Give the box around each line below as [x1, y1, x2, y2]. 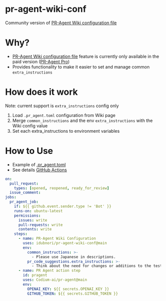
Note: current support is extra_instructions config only [5, 103, 119, 109]
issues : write [18, 218, 48, 223]
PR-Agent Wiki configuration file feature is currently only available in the [12, 53, 160, 59]
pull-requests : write [18, 222, 63, 227]
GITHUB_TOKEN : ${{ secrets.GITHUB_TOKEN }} [27, 291, 119, 296]
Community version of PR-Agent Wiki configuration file [5, 20, 117, 26]
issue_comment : [9, 190, 41, 195]
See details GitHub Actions [12, 167, 67, 173]
